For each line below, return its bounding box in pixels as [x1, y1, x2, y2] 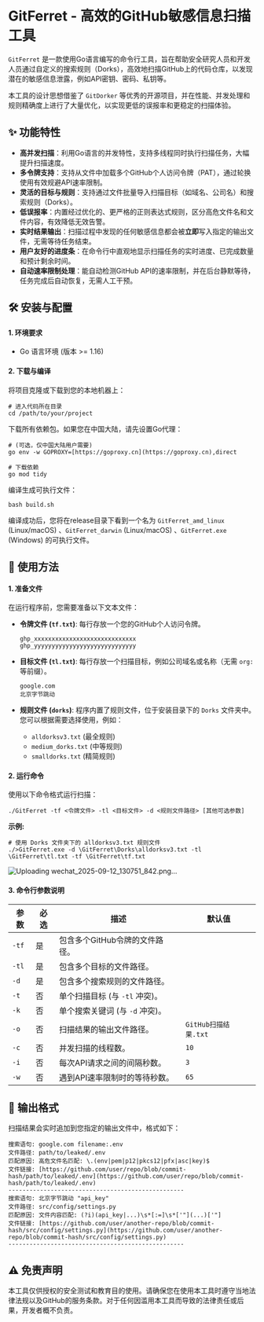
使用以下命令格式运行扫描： [8, 790, 98, 799]
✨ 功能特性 [8, 126, 61, 139]
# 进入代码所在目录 [8, 402, 63, 410]
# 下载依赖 [8, 463, 39, 472]
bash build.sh [8, 501, 55, 509]
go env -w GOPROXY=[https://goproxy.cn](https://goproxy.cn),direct [8, 448, 237, 456]
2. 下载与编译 [8, 366, 51, 376]
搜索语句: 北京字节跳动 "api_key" [8, 1195, 109, 1203]
